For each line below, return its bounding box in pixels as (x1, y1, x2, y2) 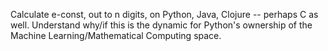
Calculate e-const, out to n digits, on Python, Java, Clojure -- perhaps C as (10, 9, 319, 20)
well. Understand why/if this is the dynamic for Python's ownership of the (10, 19, 313, 31)
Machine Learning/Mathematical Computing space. (10, 30, 222, 41)
